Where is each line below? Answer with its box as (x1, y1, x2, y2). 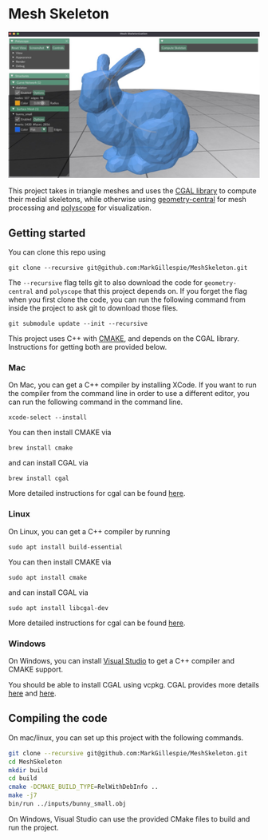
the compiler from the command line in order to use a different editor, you (8, 389, 250, 398)
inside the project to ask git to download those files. (8, 303, 179, 313)
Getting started (8, 226, 86, 240)
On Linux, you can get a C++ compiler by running (8, 526, 171, 536)
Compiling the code (8, 711, 108, 725)
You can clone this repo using (8, 248, 106, 257)
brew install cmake (8, 444, 73, 452)
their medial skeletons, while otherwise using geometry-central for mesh (8, 195, 247, 204)
